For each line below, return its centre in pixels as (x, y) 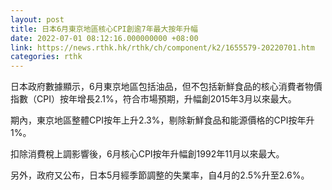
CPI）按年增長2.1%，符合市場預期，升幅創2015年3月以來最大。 (166, 99)
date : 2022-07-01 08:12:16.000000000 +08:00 (104, 38)
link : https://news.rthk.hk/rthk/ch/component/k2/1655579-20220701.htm (162, 47)
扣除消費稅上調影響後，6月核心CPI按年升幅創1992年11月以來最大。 (147, 154)
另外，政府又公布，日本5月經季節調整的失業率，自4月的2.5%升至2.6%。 (160, 175)
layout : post (37, 19)
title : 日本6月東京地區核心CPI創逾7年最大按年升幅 (104, 29)
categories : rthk (46, 57)
